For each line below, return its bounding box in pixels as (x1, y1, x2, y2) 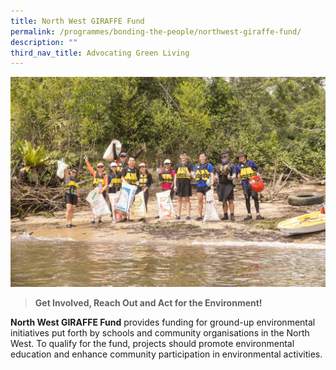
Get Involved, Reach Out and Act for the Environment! (34, 296, 263, 309)
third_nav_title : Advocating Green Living (10, 48, 190, 58)
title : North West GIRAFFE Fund (10, 16, 145, 26)
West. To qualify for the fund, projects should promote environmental (10, 337, 295, 349)
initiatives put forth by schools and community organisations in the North (10, 326, 310, 339)
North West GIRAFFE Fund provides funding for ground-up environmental (10, 316, 316, 328)
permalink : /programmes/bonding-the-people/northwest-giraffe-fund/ (10, 26, 302, 37)
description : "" (10, 37, 78, 47)
